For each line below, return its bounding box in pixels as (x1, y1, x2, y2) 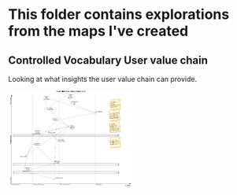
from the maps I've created (8, 22, 189, 40)
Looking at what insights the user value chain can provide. (8, 75, 198, 83)
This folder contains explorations (8, 6, 230, 24)
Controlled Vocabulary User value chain (8, 53, 209, 67)
